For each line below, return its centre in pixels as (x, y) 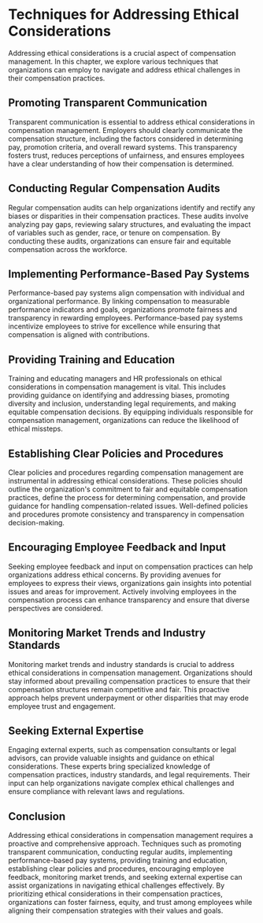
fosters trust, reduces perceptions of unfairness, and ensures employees (126, 155)
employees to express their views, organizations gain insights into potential (130, 583)
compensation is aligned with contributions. (79, 335)
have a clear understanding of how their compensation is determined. (121, 164)
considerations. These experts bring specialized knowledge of (109, 766)
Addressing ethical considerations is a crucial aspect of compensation (122, 53)
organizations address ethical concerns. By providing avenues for (115, 575)
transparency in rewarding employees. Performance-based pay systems (126, 318)
